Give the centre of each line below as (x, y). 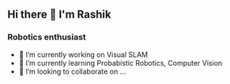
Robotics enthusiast (47, 37)
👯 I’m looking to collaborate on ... (72, 71)
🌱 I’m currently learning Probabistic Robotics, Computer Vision (121, 63)
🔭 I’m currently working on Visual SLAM (83, 54)
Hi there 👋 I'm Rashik (59, 15)
